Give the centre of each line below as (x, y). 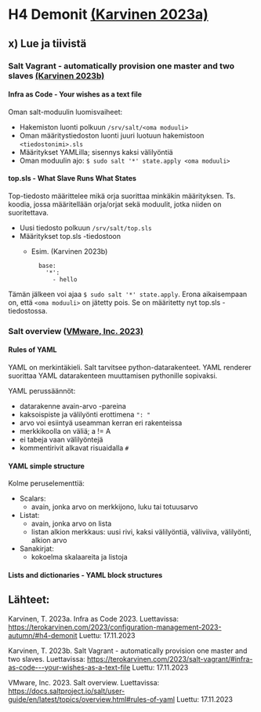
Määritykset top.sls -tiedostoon (70, 236)
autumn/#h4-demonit (43, 635)
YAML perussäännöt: (42, 391)
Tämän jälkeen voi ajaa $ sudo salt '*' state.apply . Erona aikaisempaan (128, 294)
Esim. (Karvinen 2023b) (69, 251)
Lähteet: (29, 600)
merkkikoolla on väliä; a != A (65, 431)
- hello (65, 279)
